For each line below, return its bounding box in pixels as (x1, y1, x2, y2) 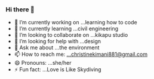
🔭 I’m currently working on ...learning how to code (14, 19, 138, 26)
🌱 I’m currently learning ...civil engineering (14, 25, 119, 32)
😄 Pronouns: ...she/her (14, 59, 72, 67)
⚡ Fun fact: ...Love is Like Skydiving (14, 66, 102, 73)
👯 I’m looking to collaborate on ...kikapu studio (14, 31, 128, 39)
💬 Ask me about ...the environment (14, 44, 100, 51)
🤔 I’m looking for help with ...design (14, 38, 101, 45)
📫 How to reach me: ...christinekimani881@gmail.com (14, 50, 147, 58)
